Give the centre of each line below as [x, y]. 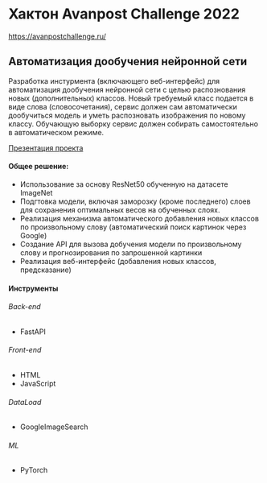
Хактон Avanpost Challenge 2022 [124, 14]
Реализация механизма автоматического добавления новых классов [140, 218]
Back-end [25, 307]
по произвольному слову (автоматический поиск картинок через [133, 227]
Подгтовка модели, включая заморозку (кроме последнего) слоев [135, 201]
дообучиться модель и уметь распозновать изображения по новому [127, 115]
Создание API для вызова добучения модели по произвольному [131, 244]
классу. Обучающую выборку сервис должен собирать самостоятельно [133, 124]
